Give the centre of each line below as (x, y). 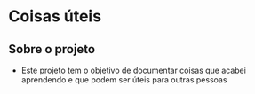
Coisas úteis (55, 16)
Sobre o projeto (52, 49)
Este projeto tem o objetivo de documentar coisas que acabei (133, 70)
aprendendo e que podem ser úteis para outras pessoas (124, 80)
